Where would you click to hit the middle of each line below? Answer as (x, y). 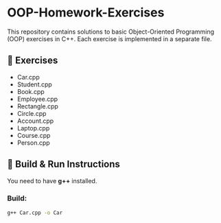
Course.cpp (34, 135)
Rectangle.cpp (37, 106)
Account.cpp (35, 121)
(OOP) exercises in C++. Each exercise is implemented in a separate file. (109, 38)
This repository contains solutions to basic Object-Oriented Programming (111, 32)
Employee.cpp (37, 99)
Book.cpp (31, 91)
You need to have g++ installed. (52, 180)
